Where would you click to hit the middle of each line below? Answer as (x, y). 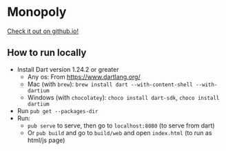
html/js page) (46, 140)
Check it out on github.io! (43, 31)
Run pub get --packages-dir (58, 110)
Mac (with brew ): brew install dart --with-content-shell (110, 84)
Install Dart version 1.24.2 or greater (68, 69)
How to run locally (47, 53)
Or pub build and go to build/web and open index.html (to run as (120, 132)
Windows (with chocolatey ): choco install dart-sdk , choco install (123, 97)
